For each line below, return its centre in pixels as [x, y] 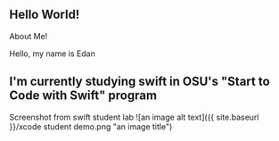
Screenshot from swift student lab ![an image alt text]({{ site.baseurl [134, 117]
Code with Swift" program [83, 96]
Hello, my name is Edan [52, 54]
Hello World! [45, 15]
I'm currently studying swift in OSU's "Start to [139, 82]
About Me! [29, 36]
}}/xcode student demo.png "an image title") [91, 126]
